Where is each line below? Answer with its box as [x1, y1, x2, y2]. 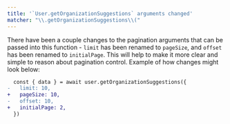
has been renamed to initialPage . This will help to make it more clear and [7, 50, 218, 59]
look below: [7, 65, 40, 73]
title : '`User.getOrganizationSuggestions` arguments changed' [7, 10, 193, 17]
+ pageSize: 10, [7, 91, 60, 98]
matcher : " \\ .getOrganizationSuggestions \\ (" [7, 17, 140, 24]
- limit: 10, [7, 85, 51, 92]
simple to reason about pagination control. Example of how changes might [7, 57, 219, 66]
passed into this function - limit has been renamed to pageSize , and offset [7, 43, 222, 51]
